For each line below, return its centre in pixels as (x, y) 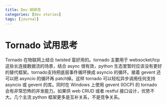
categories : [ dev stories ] (33, 14)
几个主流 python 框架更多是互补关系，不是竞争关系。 (68, 97)
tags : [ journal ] (22, 19)
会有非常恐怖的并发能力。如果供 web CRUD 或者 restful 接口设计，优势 (78, 91)
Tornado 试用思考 (42, 45)
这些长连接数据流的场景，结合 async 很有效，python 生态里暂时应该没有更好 (84, 66)
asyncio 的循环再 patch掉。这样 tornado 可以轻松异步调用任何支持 (87, 79)
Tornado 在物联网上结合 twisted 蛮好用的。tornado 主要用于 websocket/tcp (83, 60)
